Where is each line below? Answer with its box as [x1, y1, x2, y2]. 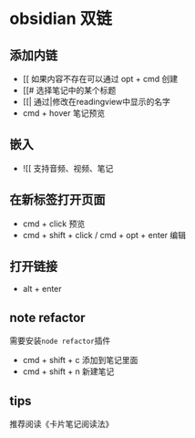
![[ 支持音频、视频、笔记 [22, 162, 114, 173]
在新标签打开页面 [9, 193, 106, 208]
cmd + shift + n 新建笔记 [22, 366, 115, 377]
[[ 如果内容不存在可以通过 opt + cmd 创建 [22, 74, 179, 84]
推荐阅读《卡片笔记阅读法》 [9, 419, 114, 430]
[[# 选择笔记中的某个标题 [22, 85, 117, 96]
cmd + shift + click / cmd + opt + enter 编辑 [22, 229, 187, 240]
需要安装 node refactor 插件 [9, 335, 111, 347]
